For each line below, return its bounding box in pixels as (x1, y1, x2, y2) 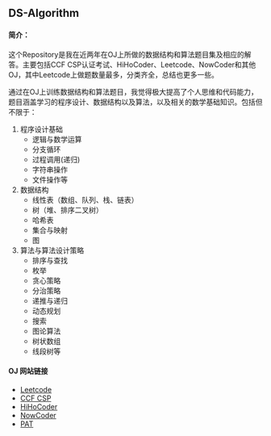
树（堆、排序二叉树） (31, 205, 103, 215)
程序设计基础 (19, 124, 63, 134)
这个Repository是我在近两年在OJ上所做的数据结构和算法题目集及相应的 (8, 49, 244, 59)
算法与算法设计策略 (19, 245, 85, 255)
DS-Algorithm (8, 6, 79, 20)
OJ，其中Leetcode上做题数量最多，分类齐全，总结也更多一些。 (8, 69, 219, 79)
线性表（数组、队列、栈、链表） (31, 195, 139, 204)
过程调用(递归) (31, 154, 81, 164)
